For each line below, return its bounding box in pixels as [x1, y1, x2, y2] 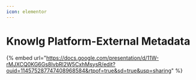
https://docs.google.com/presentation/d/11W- [46, 54, 159, 61]
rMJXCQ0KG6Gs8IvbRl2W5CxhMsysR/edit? [6, 60, 116, 67]
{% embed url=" [6, 54, 47, 61]
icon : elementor [6, 8, 47, 15]
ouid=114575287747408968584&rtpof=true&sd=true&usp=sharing [6, 67, 171, 74]
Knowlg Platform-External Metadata [6, 34, 191, 48]
